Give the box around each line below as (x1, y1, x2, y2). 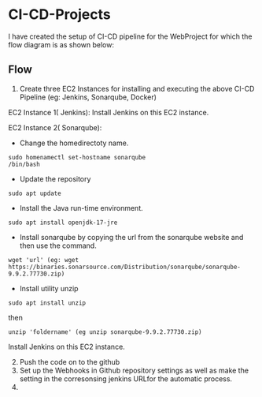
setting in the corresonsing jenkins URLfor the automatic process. (19, 373, 233, 384)
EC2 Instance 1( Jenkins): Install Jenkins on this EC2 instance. (8, 107, 209, 117)
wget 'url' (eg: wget (8, 256, 79, 264)
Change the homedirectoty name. (19, 138, 129, 148)
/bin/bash (8, 160, 41, 168)
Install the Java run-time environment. (19, 203, 143, 212)
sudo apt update (8, 189, 61, 197)
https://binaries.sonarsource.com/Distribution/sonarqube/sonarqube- (8, 263, 242, 271)
